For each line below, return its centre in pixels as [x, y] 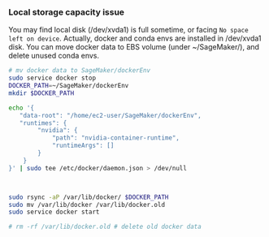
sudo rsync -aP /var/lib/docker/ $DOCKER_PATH [89, 197]
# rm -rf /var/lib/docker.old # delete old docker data [105, 227]
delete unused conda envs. [54, 56]
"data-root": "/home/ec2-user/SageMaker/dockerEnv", [110, 115]
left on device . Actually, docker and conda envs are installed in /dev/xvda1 [135, 38]
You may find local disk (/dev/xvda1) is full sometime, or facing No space [129, 30]
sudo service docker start [54, 212]
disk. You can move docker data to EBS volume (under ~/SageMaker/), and [134, 47]
